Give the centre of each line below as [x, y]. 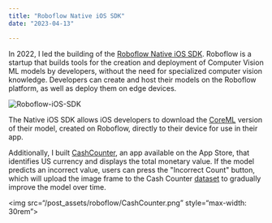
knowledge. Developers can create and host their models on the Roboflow [133, 79]
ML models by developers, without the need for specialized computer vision [135, 71]
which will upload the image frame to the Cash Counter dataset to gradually [135, 178]
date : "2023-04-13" [41, 24]
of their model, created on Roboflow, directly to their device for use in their [133, 128]
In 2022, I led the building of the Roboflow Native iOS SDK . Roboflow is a [130, 54]
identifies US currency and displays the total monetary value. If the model [131, 161]
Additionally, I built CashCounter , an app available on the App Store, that [129, 152]
